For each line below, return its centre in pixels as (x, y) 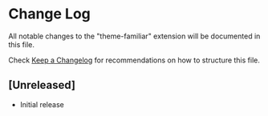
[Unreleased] (42, 85)
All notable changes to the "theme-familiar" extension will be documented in (134, 36)
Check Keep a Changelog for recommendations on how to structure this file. (134, 60)
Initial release (42, 104)
